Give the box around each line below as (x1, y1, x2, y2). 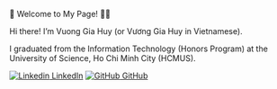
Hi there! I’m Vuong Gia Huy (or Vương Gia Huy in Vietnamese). (9, 26, 243, 36)
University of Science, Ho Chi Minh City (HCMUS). (9, 53, 196, 63)
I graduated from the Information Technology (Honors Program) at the (9, 43, 268, 54)
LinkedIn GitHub (51, 70, 148, 81)
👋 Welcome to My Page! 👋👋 (9, 9, 111, 19)
